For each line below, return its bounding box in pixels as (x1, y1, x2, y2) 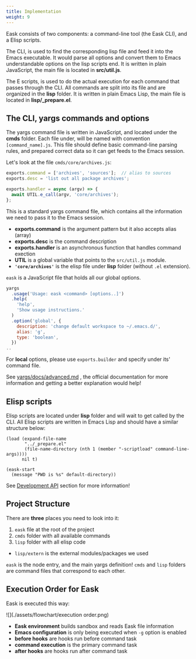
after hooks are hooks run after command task (14, 647, 128, 654)
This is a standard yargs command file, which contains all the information (6, 207, 183, 214)
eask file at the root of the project (14, 525, 95, 533)
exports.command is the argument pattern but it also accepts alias (14, 225, 177, 232)
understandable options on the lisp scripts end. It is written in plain (6, 60, 167, 67)
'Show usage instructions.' (16, 307, 85, 313)
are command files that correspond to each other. (6, 567, 126, 574)
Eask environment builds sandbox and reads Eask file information (14, 622, 174, 630)
